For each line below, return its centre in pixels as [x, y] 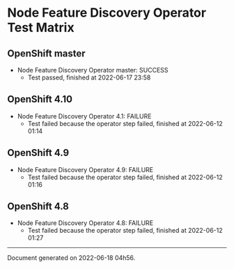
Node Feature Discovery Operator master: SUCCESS [93, 70]
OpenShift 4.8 [38, 207]
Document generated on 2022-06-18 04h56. [71, 258]
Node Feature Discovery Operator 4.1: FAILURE [84, 116]
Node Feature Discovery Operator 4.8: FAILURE [85, 223]
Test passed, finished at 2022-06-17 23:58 [89, 77]
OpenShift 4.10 [40, 99]
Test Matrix [41, 28]
